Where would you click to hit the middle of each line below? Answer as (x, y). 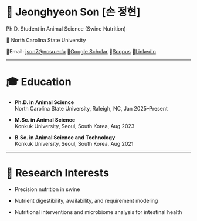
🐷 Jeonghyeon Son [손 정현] (73, 12)
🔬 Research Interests (58, 173)
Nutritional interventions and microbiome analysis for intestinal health (98, 212)
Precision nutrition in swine (47, 189)
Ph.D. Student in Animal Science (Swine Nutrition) (66, 29)
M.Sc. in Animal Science (45, 120)
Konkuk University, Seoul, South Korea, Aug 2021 (74, 143)
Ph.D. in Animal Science (44, 102)
